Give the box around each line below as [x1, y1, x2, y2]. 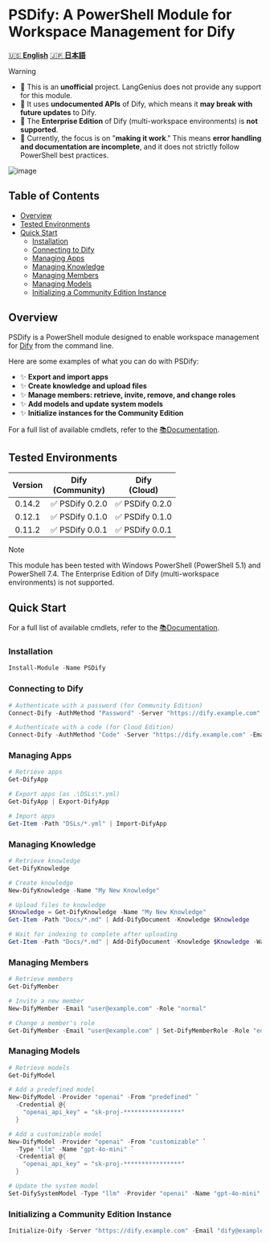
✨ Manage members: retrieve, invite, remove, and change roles [19, 390, 236, 400]
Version [12, 480, 43, 491]
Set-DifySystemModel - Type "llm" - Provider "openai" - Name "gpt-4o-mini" [8, 1189, 261, 1197]
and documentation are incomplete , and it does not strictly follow [19, 142, 239, 151]
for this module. [19, 90, 72, 100]
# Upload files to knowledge [8, 900, 106, 909]
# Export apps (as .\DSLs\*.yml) [8, 790, 121, 798]
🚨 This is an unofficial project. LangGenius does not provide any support [19, 82, 262, 92]
